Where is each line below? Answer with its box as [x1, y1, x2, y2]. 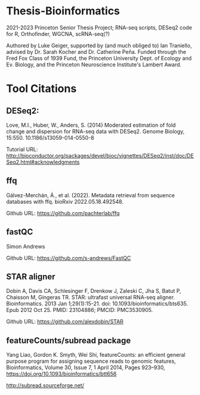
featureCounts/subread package [6, 335, 131, 345]
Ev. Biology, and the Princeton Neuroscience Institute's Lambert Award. [6, 61, 182, 68]
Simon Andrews [6, 243, 45, 250]
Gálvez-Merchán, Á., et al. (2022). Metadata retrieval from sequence [6, 191, 175, 198]
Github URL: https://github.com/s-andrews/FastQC [6, 254, 131, 261]
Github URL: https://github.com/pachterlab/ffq [6, 209, 120, 216]
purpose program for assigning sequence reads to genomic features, [6, 357, 176, 365]
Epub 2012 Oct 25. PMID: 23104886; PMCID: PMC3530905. [6, 307, 153, 314]
